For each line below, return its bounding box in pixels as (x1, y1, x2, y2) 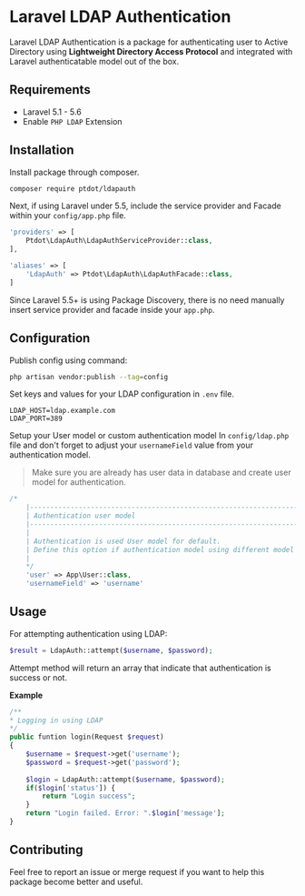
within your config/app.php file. (9, 210, 127, 221)
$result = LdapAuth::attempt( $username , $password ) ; (9, 646, 213, 655)
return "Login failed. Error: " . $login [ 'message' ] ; (25, 809, 225, 818)
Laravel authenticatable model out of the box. (9, 55, 180, 66)
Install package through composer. (9, 166, 140, 177)
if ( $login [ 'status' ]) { (25, 783, 116, 792)
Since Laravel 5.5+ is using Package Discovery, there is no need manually (9, 294, 285, 306)
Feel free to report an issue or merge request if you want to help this (9, 866, 265, 877)
